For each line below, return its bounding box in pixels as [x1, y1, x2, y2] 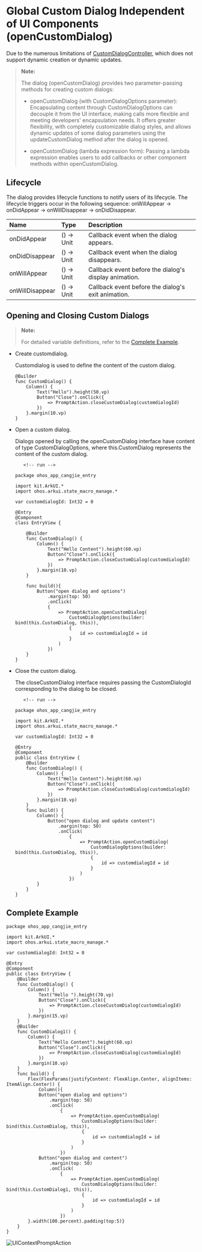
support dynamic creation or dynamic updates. [6, 56, 123, 63]
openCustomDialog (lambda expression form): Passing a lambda [29, 147, 190, 155]
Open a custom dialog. [14, 426, 72, 433]
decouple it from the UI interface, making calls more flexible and [29, 110, 189, 117]
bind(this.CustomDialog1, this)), [6, 1186, 93, 1193]
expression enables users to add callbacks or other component [29, 153, 187, 161]
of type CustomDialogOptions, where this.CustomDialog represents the [14, 444, 191, 451]
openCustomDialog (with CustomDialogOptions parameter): [29, 97, 178, 105]
